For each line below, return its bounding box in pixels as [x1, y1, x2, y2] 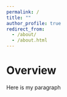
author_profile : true [6, 20, 62, 26]
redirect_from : [6, 26, 45, 32]
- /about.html [12, 37, 48, 43]
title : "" [6, 15, 32, 21]
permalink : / [6, 9, 40, 15]
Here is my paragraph [6, 84, 61, 91]
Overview [6, 63, 57, 77]
